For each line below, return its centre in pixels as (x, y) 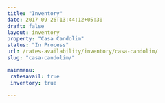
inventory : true (33, 83)
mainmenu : (21, 70)
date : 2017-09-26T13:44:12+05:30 (55, 20)
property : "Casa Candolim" (46, 39)
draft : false (26, 26)
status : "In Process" (38, 45)
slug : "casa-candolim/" (41, 58)
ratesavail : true (35, 76)
